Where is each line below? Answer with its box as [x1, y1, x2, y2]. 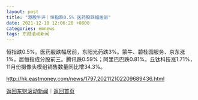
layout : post [6, 8, 39, 15]
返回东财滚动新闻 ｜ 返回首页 [6, 87, 75, 95]
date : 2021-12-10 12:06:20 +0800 [6, 20, 90, 26]
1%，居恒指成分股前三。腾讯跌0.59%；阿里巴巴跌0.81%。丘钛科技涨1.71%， [6, 56, 196, 63]
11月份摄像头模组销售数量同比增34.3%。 [6, 63, 106, 71]
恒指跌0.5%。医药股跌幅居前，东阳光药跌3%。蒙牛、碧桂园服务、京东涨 [6, 49, 185, 56]
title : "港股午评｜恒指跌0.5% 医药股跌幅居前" [6, 14, 111, 20]
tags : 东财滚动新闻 [6, 31, 50, 37]
